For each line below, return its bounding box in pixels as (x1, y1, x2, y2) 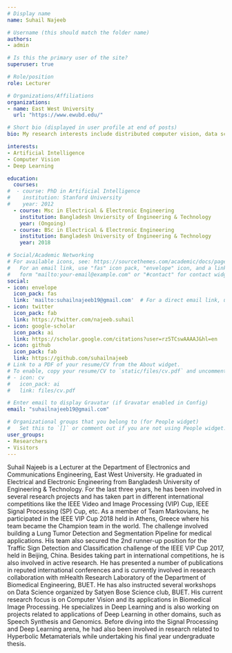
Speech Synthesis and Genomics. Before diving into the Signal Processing (7, 618, 219, 626)
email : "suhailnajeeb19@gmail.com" (7, 406, 110, 413)
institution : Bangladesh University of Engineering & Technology (19, 233, 212, 240)
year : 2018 (19, 240, 51, 247)
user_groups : (7, 431, 45, 438)
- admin (7, 42, 30, 49)
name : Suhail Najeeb (7, 17, 67, 24)
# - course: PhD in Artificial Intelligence (7, 188, 140, 195)
